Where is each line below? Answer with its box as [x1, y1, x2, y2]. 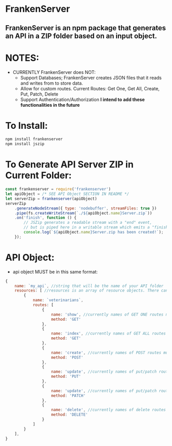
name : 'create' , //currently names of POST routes [51, 350, 161, 355]
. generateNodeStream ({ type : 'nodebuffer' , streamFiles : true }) [14, 206, 157, 211]
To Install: [5, 120, 48, 131]
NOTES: [5, 52, 39, 64]
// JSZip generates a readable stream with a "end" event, [24, 220, 153, 225]
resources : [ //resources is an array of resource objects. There [14, 288, 159, 293]
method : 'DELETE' [51, 412, 88, 417]
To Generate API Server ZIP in [5, 159, 134, 170]
